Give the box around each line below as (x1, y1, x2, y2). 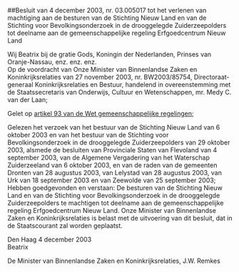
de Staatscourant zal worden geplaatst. (7, 221, 123, 230)
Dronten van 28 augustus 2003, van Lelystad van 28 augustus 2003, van (7, 169, 223, 177)
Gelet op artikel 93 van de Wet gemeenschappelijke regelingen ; (7, 110, 194, 117)
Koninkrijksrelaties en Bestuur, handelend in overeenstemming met (34, 80, 231, 88)
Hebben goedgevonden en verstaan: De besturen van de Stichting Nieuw (7, 184, 223, 192)
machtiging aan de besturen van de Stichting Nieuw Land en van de (7, 14, 207, 22)
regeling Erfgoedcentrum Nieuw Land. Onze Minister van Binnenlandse (7, 206, 216, 214)
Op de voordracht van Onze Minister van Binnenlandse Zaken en (7, 66, 198, 73)
